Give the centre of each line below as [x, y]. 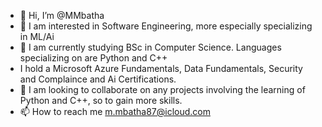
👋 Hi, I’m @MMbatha [62, 15]
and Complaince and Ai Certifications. [98, 79]
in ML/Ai [37, 36]
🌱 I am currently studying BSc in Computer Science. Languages [150, 47]
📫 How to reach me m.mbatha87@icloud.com [115, 111]
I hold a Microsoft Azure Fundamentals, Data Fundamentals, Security [161, 68]
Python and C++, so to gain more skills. [101, 100]
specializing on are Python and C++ [93, 58]
